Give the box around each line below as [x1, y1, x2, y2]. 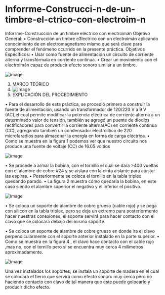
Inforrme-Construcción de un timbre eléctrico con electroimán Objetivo [5, 30, 150, 36]
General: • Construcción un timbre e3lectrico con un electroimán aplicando [5, 36, 159, 42]
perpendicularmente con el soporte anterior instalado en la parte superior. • [5, 233, 160, 239]
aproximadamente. [5, 249, 43, 255]
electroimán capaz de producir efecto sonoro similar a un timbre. [5, 62, 137, 68]
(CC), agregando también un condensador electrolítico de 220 [5, 127, 132, 133]
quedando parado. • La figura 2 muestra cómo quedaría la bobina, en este [5, 178, 157, 184]
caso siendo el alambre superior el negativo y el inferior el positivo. [5, 183, 142, 189]
